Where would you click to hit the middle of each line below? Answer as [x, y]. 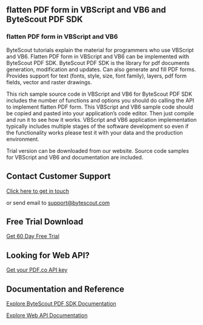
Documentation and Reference [65, 289]
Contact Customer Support [58, 176]
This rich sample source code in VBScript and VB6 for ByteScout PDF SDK [99, 94]
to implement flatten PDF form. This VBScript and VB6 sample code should [100, 107]
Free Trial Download [45, 222]
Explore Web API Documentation [47, 315]
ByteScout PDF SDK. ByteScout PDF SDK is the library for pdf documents [98, 62]
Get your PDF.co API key [37, 270]
